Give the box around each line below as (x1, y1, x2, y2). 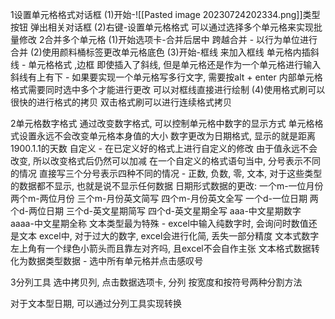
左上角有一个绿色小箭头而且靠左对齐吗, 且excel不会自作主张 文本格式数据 (10, 243, 312, 254)
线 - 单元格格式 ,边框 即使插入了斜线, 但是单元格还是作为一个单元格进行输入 (10, 59, 322, 70)
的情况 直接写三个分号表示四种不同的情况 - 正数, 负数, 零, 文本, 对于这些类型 (10, 168, 323, 179)
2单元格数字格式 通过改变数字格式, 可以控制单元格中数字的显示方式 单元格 (10, 118, 315, 129)
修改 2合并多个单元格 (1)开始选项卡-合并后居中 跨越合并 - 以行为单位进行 (18, 34, 318, 45)
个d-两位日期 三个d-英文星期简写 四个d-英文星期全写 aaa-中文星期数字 (10, 205, 302, 217)
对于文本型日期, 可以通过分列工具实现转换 (10, 298, 182, 309)
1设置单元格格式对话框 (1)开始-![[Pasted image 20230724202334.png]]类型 (10, 9, 321, 20)
